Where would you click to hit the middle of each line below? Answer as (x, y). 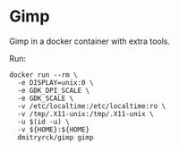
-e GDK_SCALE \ (46, 98)
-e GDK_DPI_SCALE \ (54, 90)
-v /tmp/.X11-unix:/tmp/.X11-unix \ (85, 113)
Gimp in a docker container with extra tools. (90, 41)
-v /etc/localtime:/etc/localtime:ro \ (92, 106)
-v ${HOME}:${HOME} (54, 130)
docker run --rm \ (43, 75)
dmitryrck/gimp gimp (55, 137)
